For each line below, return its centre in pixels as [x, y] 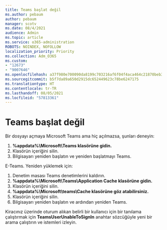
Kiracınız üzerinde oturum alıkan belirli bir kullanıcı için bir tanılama [73, 212]
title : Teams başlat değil [33, 10]
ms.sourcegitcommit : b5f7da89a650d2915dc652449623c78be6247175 [72, 79]
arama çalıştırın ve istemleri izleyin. [41, 223]
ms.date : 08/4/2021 [25, 28]
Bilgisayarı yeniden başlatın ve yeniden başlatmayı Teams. [72, 156]
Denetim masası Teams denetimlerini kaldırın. [59, 176]
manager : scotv [21, 24]
